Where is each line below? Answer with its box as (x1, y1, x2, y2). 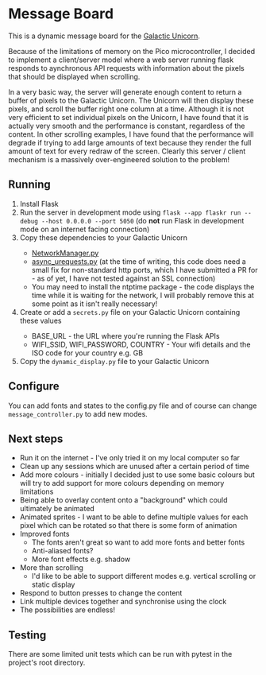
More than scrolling (19, 563, 83, 572)
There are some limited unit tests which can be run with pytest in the (8, 650, 233, 659)
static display (31, 580, 75, 589)
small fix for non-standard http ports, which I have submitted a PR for (31, 265, 258, 274)
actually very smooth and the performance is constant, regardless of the (8, 121, 245, 130)
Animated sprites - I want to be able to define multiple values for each (19, 512, 249, 522)
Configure (8, 379, 60, 394)
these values (19, 316, 62, 325)
